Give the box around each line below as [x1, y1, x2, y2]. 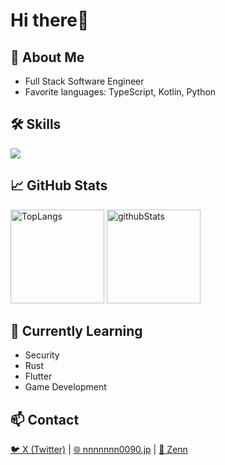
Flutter [24, 370, 53, 383]
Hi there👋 [10, 9, 90, 32]
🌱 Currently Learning [10, 323, 143, 340]
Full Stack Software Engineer [24, 75, 145, 87]
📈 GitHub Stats [10, 177, 108, 194]
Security [24, 349, 60, 361]
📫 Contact [10, 411, 80, 428]
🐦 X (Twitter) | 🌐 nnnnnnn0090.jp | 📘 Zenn [10, 444, 188, 456]
